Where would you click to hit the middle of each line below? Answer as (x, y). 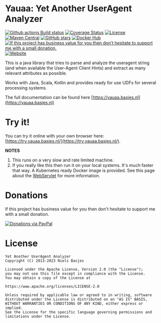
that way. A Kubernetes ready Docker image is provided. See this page (83, 170)
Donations (26, 196)
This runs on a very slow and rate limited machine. (63, 160)
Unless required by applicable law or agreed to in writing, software (79, 295)
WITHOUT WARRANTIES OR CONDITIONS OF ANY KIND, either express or (74, 303)
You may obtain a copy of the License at (48, 278)
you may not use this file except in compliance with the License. (75, 274)
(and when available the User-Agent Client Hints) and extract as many (75, 68)
